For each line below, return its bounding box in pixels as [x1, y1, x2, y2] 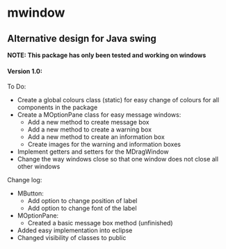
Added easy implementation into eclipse [17, 226, 133, 234]
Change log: [7, 176, 42, 184]
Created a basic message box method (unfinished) [27, 219, 173, 227]
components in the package [17, 103, 98, 112]
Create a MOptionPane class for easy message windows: [17, 111, 181, 119]
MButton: [17, 189, 44, 198]
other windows [17, 162, 60, 171]
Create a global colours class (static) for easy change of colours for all [17, 96, 220, 104]
